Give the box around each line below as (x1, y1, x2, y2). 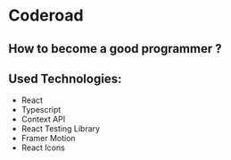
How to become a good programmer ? (8, 41, 222, 56)
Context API (21, 114, 66, 125)
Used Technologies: (8, 71, 122, 86)
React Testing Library (21, 123, 100, 134)
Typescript (21, 105, 62, 115)
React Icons (21, 142, 66, 153)
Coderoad (8, 5, 84, 26)
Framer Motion (21, 133, 77, 144)
